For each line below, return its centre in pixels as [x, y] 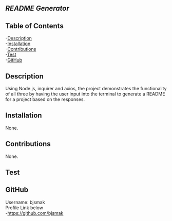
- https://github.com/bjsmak [34, 213]
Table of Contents [35, 26]
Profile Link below [24, 208]
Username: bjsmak [25, 202]
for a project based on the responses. [45, 99]
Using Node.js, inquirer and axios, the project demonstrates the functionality [86, 89]
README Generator [37, 8]
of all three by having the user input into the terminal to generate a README [85, 94]
